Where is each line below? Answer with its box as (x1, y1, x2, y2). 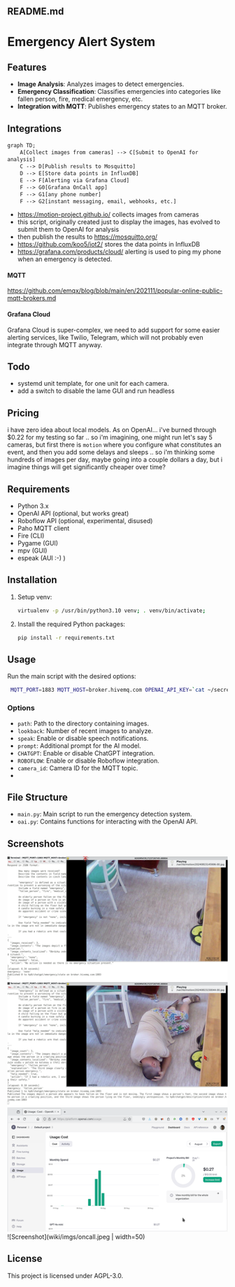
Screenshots (7, 837, 64, 849)
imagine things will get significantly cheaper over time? (7, 463, 166, 471)
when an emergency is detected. (17, 255, 113, 263)
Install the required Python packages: (17, 620, 126, 628)
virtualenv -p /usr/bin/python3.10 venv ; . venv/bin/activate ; (17, 607, 206, 614)
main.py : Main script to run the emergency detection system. (17, 810, 192, 819)
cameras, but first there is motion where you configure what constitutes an (7, 440, 222, 449)
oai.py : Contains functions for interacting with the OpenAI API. (17, 817, 198, 826)
